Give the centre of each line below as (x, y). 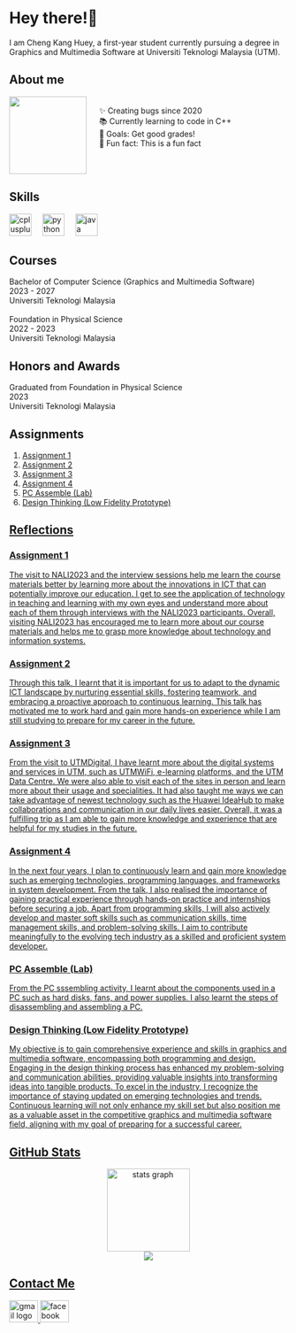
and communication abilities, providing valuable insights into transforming (144, 1077)
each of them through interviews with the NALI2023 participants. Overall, (142, 612)
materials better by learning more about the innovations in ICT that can (138, 584)
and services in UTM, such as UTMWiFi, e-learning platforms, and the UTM (147, 772)
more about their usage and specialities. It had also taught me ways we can (147, 790)
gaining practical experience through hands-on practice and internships (140, 898)
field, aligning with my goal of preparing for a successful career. (125, 1124)
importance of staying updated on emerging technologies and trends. (136, 1096)
